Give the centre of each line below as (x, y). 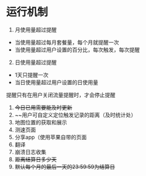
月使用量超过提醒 (36, 30)
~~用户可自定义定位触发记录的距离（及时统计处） (75, 115)
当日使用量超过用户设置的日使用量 (56, 82)
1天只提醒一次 (31, 75)
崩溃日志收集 (30, 152)
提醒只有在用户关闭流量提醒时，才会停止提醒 (61, 95)
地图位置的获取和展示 (41, 122)
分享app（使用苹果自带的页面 (51, 137)
